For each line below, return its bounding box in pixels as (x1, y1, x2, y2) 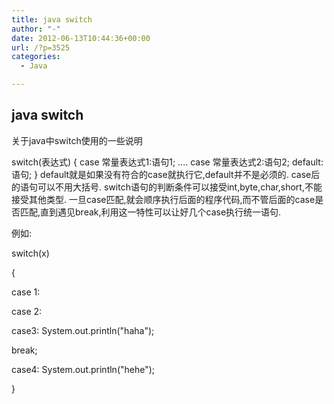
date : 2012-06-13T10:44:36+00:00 (11, 33, 151, 43)
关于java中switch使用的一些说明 (11, 134, 143, 146)
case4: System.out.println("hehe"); (11, 363, 156, 375)
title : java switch (11, 14, 93, 25)
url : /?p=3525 (11, 42, 71, 53)
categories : (11, 52, 61, 62)
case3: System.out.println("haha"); (11, 324, 155, 336)
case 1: (11, 286, 41, 298)
